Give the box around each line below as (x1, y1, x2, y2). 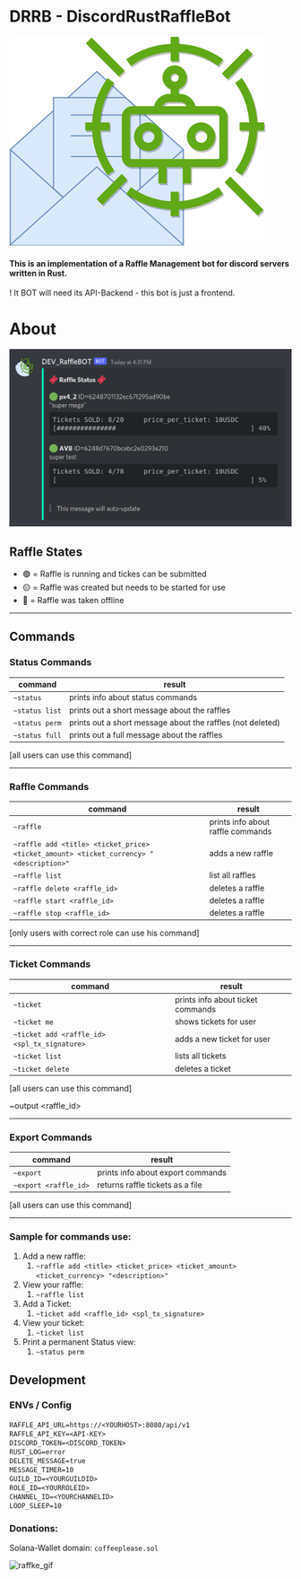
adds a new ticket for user (174, 1033, 271, 1044)
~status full (13, 732, 62, 741)
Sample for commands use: (9, 1230, 132, 1242)
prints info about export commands (97, 1167, 227, 1178)
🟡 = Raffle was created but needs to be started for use (21, 582, 227, 593)
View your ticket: (21, 1318, 85, 1329)
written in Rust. (9, 268, 68, 278)
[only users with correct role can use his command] (9, 927, 200, 938)
